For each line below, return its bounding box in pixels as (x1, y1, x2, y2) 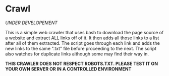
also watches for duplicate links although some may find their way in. (5, 51, 149, 57)
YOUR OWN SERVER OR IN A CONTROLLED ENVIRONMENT (5, 66, 132, 72)
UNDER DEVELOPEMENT (5, 20, 58, 26)
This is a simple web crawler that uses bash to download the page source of (5, 29, 164, 35)
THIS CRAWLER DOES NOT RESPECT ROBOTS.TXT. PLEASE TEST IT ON (5, 60, 158, 66)
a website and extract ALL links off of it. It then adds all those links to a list (5, 35, 159, 41)
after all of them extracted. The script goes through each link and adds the (5, 40, 160, 46)
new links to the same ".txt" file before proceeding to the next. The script (5, 45, 157, 51)
